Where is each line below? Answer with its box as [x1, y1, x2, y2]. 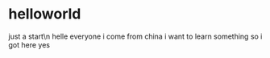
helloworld [8, 5, 81, 23]
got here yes [8, 39, 51, 49]
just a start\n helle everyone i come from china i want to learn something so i [8, 31, 263, 41]
